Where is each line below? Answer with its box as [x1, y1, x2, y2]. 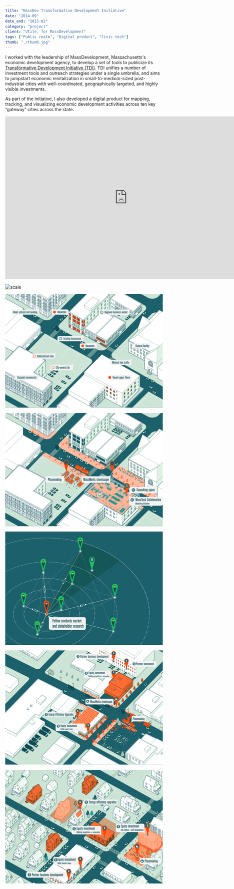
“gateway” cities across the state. [5, 106, 74, 112]
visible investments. [5, 86, 46, 92]
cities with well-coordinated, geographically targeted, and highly [25, 81, 158, 87]
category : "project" [5, 24, 48, 29]
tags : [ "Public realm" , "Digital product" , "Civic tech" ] [5, 35, 128, 40]
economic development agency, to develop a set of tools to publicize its [5, 59, 153, 65]
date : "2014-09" [5, 13, 39, 19]
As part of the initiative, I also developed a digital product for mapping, [5, 96, 150, 102]
